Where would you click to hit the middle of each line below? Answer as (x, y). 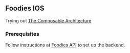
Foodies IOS (25, 8)
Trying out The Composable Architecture (48, 20)
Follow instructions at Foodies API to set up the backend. (65, 45)
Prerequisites (22, 34)
